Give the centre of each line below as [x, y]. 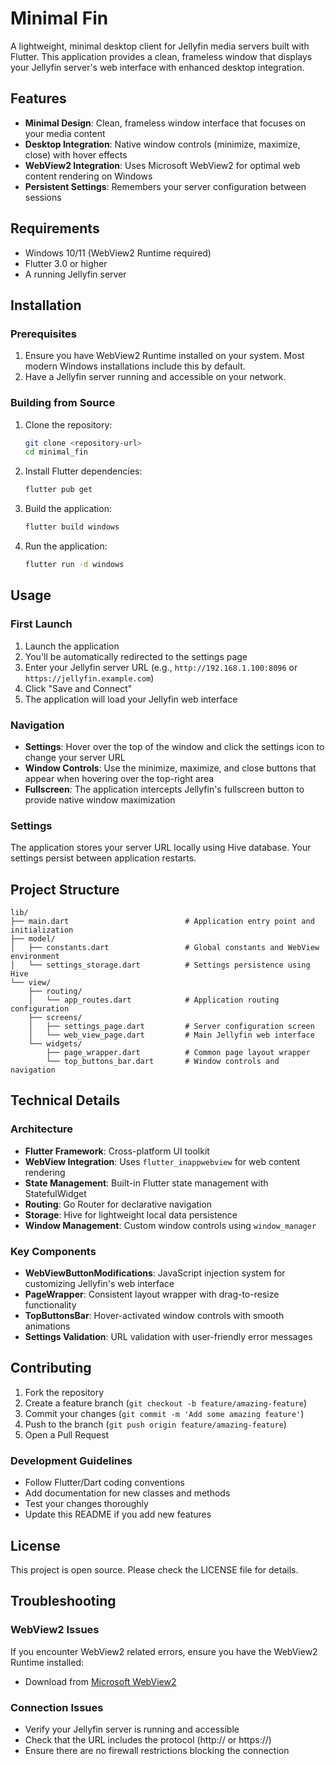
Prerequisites [43, 334]
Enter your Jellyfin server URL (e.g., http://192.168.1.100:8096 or [161, 667]
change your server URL [75, 757]
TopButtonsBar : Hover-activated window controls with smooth [154, 1315]
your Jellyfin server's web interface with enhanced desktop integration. [157, 67]
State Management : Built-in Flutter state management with [146, 1183]
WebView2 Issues [55, 1630]
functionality [50, 1305]
